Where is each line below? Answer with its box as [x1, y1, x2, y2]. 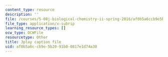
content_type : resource [5, 7, 55, 12]
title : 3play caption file [5, 40, 61, 45]
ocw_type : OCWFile [5, 30, 43, 35]
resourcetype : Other [5, 35, 48, 40]
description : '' [5, 12, 39, 17]
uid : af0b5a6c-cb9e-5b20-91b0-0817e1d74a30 [5, 44, 97, 49]
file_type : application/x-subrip [5, 21, 75, 26]
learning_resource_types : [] [5, 26, 66, 31]
